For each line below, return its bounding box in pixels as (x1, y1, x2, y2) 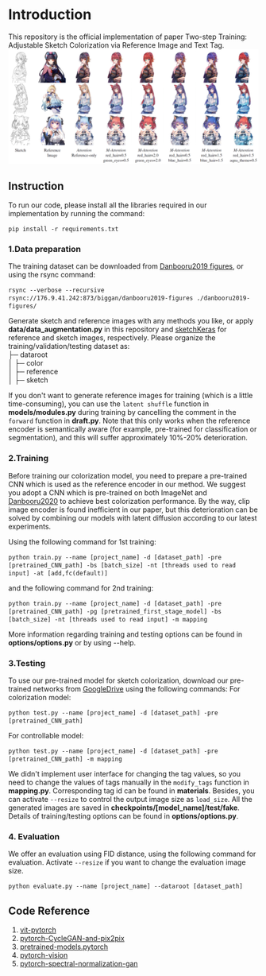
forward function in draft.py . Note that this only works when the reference (8, 416, 251, 426)
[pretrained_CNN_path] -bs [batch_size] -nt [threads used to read (8, 561, 237, 569)
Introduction (8, 6, 92, 24)
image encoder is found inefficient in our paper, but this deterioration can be (8, 505, 258, 514)
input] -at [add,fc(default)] (8, 569, 109, 577)
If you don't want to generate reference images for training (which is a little (8, 391, 253, 401)
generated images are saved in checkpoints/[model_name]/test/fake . (8, 803, 240, 812)
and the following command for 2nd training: (8, 583, 154, 593)
